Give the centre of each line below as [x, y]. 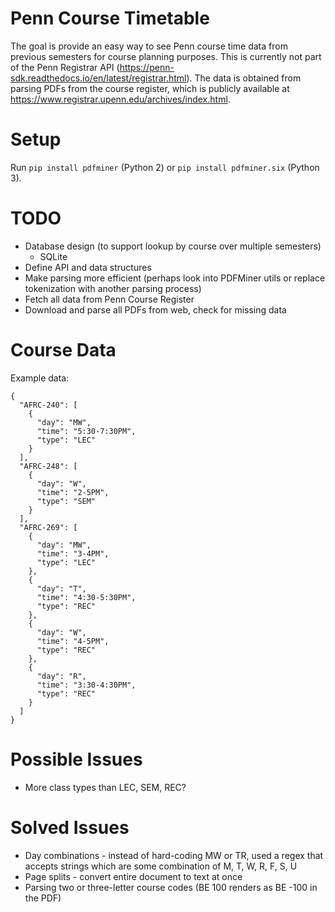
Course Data [63, 350]
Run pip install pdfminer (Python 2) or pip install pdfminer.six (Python [165, 167]
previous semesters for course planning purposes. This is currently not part [166, 56]
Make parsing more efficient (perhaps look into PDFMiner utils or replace [175, 278]
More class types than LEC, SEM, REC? [105, 787]
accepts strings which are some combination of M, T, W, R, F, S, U [161, 866]
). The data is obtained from [244, 78]
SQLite [53, 256]
